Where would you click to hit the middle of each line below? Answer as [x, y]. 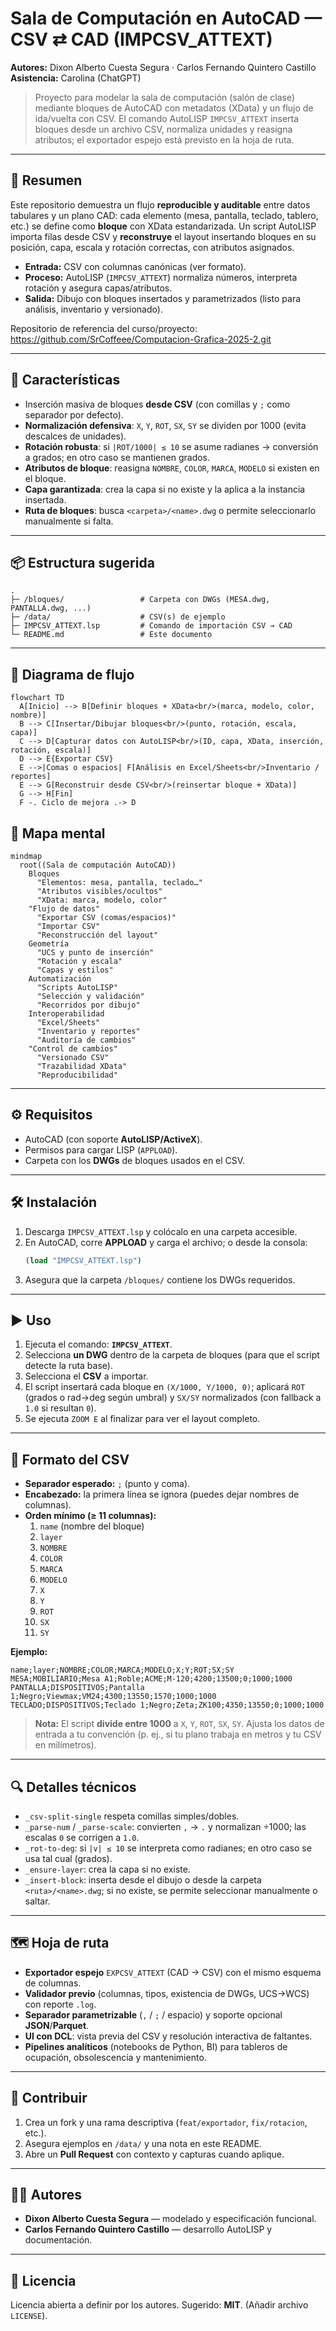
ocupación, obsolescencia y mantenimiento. [115, 2057]
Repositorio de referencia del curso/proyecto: [104, 328]
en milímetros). [65, 1745]
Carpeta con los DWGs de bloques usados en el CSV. [135, 1160]
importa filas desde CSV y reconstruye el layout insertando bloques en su [163, 236]
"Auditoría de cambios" [86, 1040]
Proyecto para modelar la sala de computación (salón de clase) [165, 97]
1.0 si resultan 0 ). [60, 1408]
